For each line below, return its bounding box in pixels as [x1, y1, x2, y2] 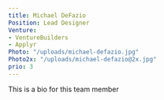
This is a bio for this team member [8, 84, 120, 94]
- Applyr [8, 41, 37, 49]
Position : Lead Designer [8, 19, 90, 27]
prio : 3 [8, 63, 34, 71]
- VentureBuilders [8, 33, 69, 42]
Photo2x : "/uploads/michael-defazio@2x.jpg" [8, 56, 157, 64]
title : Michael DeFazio [8, 11, 87, 20]
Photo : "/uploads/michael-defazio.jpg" [8, 48, 140, 56]
